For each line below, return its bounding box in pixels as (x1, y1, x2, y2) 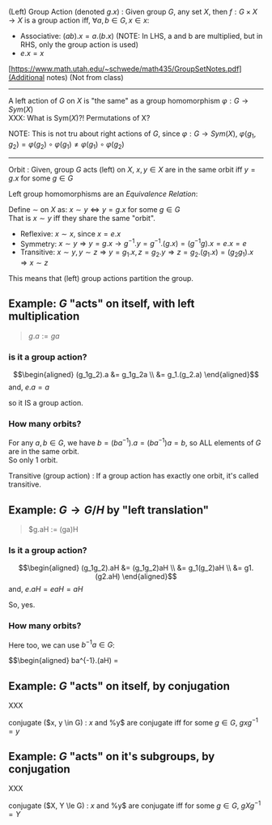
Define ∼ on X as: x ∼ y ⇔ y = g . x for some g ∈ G (8, 204, 181, 214)
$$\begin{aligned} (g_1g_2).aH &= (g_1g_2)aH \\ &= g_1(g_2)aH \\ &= (18, 563, 243, 573)
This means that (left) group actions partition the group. (8, 274, 194, 283)
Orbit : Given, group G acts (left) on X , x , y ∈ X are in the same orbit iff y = (8, 164, 256, 174)
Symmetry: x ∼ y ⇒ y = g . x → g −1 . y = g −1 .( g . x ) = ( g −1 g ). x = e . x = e (19, 237, 247, 249)
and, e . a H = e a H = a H (8, 585, 83, 594)
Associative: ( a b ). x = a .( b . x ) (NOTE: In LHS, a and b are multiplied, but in (19, 32, 263, 40)
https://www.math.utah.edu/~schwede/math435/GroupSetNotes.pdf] (11, 64, 242, 74)
